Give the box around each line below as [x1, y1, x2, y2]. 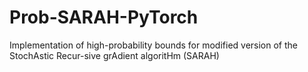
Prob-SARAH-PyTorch [9, 6, 199, 29]
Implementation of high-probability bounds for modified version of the [9, 39, 298, 51]
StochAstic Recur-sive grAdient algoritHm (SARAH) [9, 49, 220, 61]
